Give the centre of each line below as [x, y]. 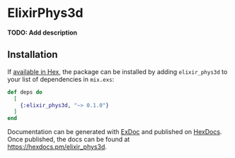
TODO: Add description [42, 32]
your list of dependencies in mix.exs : [61, 79]
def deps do [25, 92]
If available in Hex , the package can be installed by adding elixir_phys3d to [117, 71]
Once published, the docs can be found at [69, 140]
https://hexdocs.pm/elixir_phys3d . [57, 147]
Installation [33, 55]
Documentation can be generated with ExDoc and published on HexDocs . [115, 132]
